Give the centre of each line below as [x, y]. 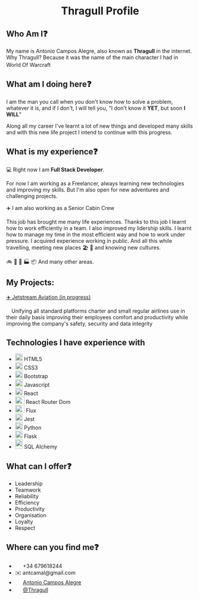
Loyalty [24, 522]
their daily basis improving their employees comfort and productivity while [97, 317]
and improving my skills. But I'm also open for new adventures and [88, 190]
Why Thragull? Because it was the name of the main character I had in [92, 57]
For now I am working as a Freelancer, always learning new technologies [95, 183]
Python [32, 428]
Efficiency [27, 503]
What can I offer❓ [39, 466]
